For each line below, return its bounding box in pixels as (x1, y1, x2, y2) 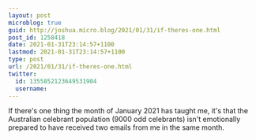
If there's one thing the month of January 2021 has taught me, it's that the (8, 106, 249, 116)
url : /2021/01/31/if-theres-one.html (8, 63, 133, 71)
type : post (8, 56, 44, 64)
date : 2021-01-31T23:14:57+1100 (8, 41, 115, 49)
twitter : (8, 70, 37, 78)
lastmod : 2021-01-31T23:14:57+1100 (8, 48, 126, 56)
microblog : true (8, 19, 62, 27)
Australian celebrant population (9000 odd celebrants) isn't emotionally (8, 115, 241, 124)
